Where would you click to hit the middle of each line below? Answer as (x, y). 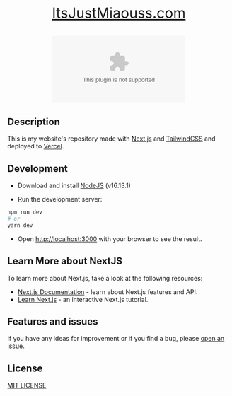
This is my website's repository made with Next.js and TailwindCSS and (111, 139)
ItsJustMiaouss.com (119, 13)
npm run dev (25, 212)
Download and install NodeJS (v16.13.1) (74, 186)
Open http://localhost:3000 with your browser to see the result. (110, 239)
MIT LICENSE (27, 385)
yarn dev (20, 225)
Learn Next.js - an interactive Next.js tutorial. (83, 299)
